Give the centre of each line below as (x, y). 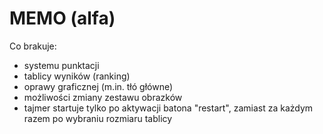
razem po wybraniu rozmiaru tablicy (98, 118)
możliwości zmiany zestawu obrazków (103, 97)
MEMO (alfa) (62, 18)
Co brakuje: (33, 46)
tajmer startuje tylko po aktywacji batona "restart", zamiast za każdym (168, 108)
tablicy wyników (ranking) (77, 76)
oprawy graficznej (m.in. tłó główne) (98, 86)
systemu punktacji (61, 65)
